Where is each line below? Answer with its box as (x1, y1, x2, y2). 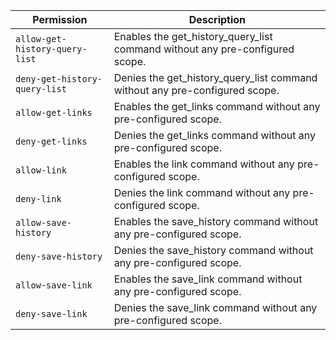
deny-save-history (15, 251, 103, 262)
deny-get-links (15, 136, 88, 147)
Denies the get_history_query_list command (113, 71, 318, 84)
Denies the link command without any (113, 186, 291, 199)
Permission (32, 13, 88, 26)
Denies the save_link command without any (113, 301, 318, 314)
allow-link (15, 165, 67, 176)
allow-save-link (15, 280, 93, 291)
